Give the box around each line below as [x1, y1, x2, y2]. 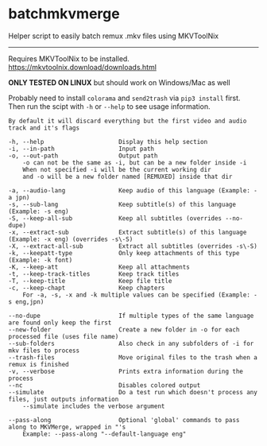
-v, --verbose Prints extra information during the [8, 367, 244, 375]
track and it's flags [8, 124, 80, 132]
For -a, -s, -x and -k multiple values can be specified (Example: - [22, 291, 258, 299]
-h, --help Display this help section [8, 138, 208, 145]
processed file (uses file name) [8, 332, 119, 340]
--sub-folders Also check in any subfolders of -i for [8, 339, 254, 347]
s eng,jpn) [8, 297, 44, 306]
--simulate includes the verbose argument [22, 402, 165, 410]
